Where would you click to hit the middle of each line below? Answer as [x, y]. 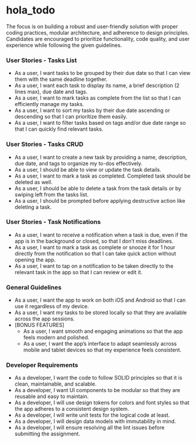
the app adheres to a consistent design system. [72, 409]
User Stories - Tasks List [42, 60]
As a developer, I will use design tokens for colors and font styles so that [102, 403]
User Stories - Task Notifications [54, 222]
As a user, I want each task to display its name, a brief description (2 [97, 86]
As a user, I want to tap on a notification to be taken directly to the [94, 266]
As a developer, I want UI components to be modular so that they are [97, 390]
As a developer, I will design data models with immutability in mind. [95, 421]
